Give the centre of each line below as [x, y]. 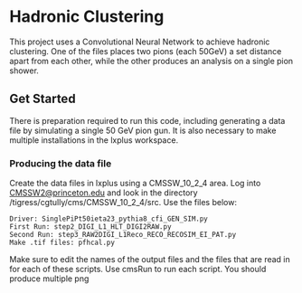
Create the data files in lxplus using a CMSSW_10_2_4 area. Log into [135, 184]
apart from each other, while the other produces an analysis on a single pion [151, 61]
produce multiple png [49, 279]
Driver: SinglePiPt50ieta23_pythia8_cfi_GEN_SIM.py [109, 219]
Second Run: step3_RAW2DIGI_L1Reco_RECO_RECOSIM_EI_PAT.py [123, 235]
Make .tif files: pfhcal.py [62, 243]
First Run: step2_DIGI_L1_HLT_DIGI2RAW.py [90, 227]
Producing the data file [61, 163]
